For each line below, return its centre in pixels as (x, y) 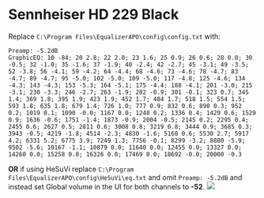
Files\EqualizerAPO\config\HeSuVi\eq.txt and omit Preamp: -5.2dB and (125, 177)
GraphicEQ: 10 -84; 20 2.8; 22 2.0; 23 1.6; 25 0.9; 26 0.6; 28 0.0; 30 (130, 58)
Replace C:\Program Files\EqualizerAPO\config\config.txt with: (115, 36)
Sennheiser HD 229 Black (94, 15)
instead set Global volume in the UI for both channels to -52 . (107, 186)
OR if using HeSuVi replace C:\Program (71, 169)
